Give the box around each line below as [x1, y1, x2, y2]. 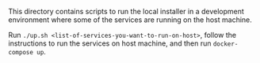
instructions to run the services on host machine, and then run [8, 39, 212, 48]
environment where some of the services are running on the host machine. [8, 15, 252, 24]
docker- [212, 40, 239, 48]
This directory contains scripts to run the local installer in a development [8, 7, 244, 16]
